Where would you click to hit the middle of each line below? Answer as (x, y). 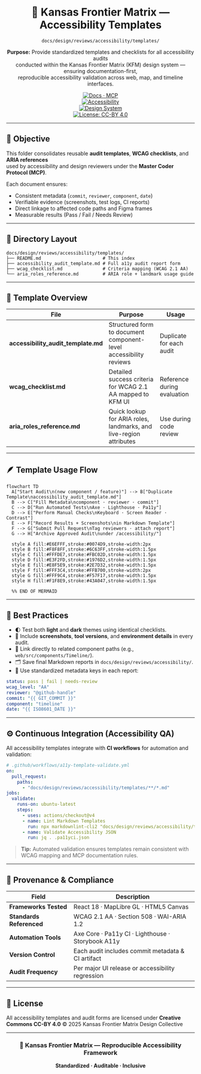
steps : (25, 810)
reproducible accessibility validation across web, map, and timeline (100, 77)
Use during (175, 419)
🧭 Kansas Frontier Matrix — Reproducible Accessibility (100, 1045)
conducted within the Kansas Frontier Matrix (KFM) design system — (100, 65)
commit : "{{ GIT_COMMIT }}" (41, 698)
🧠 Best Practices (37, 615)
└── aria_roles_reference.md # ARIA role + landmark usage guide (100, 274)
